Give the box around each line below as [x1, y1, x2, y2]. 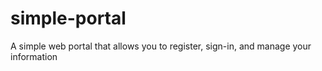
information [10, 50, 58, 62]
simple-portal [10, 7, 127, 30]
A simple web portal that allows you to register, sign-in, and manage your [10, 40, 312, 52]
